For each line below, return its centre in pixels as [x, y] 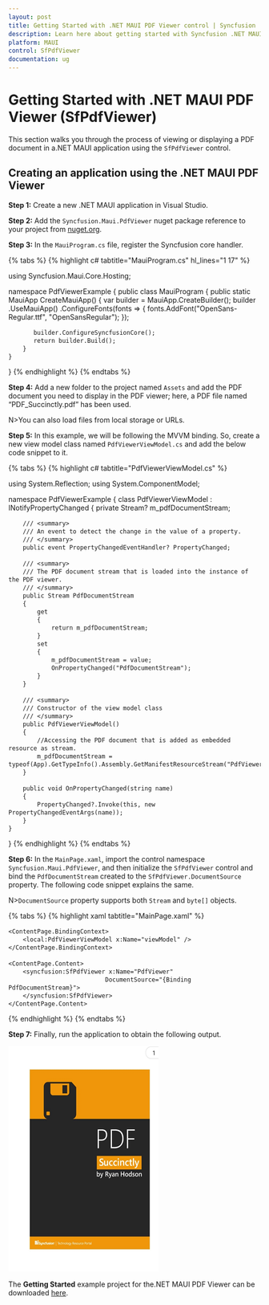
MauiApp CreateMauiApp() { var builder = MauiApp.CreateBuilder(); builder [132, 300]
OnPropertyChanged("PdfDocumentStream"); [121, 668]
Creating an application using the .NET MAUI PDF [133, 173]
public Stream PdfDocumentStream [78, 595]
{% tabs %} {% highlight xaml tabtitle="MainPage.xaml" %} [106, 916]
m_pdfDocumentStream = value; [101, 660]
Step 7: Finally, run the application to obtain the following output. [115, 1034]
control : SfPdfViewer [44, 51]
